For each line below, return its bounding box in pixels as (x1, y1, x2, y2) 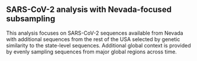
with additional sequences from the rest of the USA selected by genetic (6, 35, 180, 43)
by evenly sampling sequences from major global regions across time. (6, 48, 177, 55)
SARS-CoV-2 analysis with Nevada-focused (6, 5, 172, 15)
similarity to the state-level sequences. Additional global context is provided (6, 42, 191, 49)
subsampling (6, 14, 56, 24)
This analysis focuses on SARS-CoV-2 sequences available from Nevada (6, 29, 183, 36)
